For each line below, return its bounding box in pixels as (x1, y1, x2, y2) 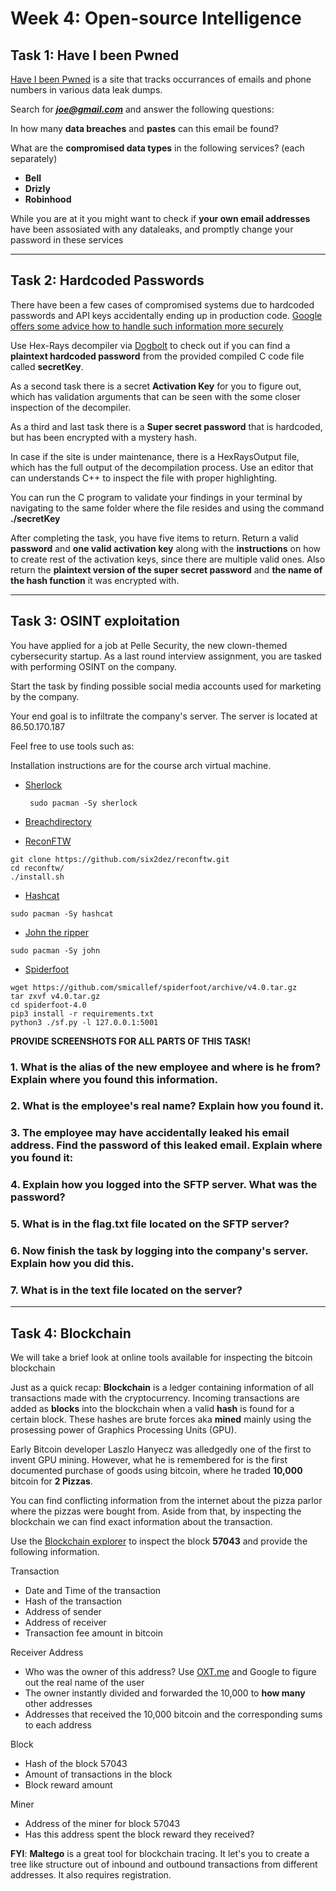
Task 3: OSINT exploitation (10, 613, 181, 630)
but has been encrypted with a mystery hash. (10, 431, 197, 443)
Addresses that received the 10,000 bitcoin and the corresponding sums (24, 1708, 323, 1721)
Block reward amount (24, 1779, 113, 1791)
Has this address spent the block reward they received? (24, 1828, 255, 1841)
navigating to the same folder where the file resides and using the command (10, 502, 325, 514)
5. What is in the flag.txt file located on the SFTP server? (10, 1217, 290, 1231)
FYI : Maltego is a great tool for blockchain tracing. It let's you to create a (10, 1848, 310, 1860)
